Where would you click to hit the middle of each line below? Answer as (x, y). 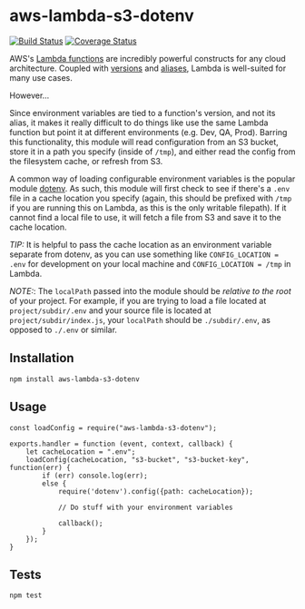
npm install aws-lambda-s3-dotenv (75, 379)
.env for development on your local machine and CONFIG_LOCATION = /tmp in (150, 263)
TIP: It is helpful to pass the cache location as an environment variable (141, 244)
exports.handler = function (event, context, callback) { (121, 444)
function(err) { (40, 467)
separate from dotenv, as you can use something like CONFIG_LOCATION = (144, 254)
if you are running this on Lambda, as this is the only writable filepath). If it (148, 207)
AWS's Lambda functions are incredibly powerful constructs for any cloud (148, 58)
